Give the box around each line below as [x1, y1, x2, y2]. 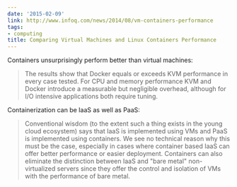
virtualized [24, 164, 56, 173]
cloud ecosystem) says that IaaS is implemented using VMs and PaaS [24, 127, 228, 135]
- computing [7, 30, 42, 37]
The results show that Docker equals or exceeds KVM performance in [24, 70, 229, 78]
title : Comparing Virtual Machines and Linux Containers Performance [7, 37, 217, 44]
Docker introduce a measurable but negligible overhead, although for [24, 85, 226, 93]
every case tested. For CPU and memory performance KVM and [24, 77, 212, 85]
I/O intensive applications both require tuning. [24, 92, 158, 101]
